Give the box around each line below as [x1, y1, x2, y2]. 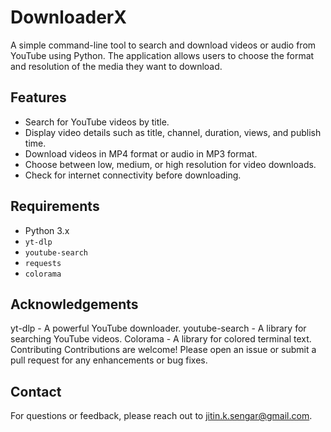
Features [10, 89, 67, 106]
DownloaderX [10, 6, 127, 29]
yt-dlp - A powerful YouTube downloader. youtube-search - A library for [10, 322, 307, 335]
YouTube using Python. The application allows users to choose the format [10, 49, 315, 61]
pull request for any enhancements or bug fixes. [10, 354, 208, 366]
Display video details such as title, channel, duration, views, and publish [24, 126, 322, 138]
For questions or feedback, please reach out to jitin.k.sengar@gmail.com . [10, 410, 313, 422]
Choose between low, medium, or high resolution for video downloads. [24, 158, 317, 170]
